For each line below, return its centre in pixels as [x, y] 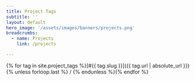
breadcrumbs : [22, 33]
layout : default [26, 22]
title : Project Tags [31, 11]
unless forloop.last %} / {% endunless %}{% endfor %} [81, 72]
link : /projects [37, 44]
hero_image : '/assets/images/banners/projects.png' [70, 28]
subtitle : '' [22, 17]
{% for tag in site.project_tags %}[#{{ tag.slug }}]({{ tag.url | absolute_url [94, 65]
